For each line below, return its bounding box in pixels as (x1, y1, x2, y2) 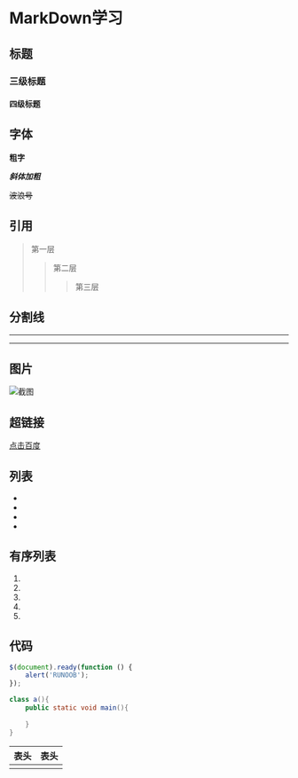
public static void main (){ (25, 703, 129, 712)
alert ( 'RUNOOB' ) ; (25, 671, 90, 680)
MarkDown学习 (9, 8, 123, 28)
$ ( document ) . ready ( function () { (9, 663, 133, 672)
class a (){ (9, 695, 50, 704)
